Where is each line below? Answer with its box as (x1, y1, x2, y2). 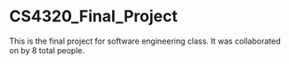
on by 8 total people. (9, 44, 85, 55)
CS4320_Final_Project (9, 6, 178, 27)
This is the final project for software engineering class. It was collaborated (9, 36, 281, 46)
